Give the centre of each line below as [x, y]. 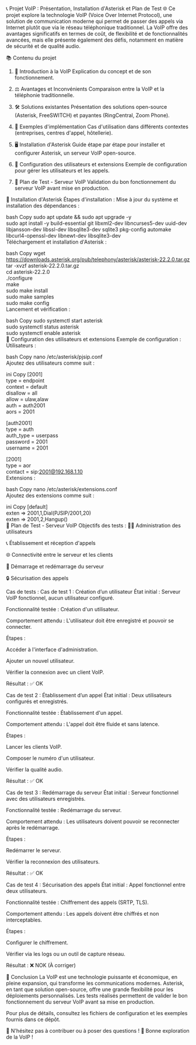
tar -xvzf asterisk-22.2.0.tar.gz [43, 265]
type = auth [20, 429]
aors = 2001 [20, 412]
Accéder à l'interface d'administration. [52, 650]
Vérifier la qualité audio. [34, 770]
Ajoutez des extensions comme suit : [50, 495]
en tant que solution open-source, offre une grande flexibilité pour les [90, 989]
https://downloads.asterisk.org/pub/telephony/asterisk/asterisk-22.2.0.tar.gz [98, 259]
